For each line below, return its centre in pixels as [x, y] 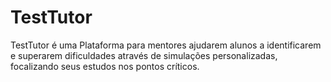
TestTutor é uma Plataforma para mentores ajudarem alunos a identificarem [166, 45]
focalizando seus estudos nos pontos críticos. [105, 66]
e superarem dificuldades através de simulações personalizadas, [144, 55]
